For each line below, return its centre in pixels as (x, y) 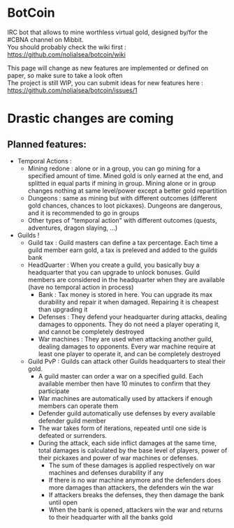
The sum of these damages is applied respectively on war (132, 465)
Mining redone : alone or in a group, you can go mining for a (114, 168)
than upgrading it (63, 309)
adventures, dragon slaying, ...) (73, 228)
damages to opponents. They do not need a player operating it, (129, 324)
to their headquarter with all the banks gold (111, 517)
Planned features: (47, 144)
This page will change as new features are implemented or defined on (108, 68)
